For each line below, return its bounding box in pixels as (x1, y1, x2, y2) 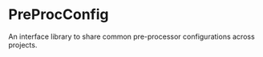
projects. (8, 40, 38, 49)
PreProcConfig (8, 6, 110, 24)
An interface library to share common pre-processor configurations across (8, 32, 255, 41)
